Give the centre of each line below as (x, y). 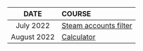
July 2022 (33, 25)
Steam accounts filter (97, 25)
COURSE (76, 14)
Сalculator (79, 37)
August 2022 (33, 37)
